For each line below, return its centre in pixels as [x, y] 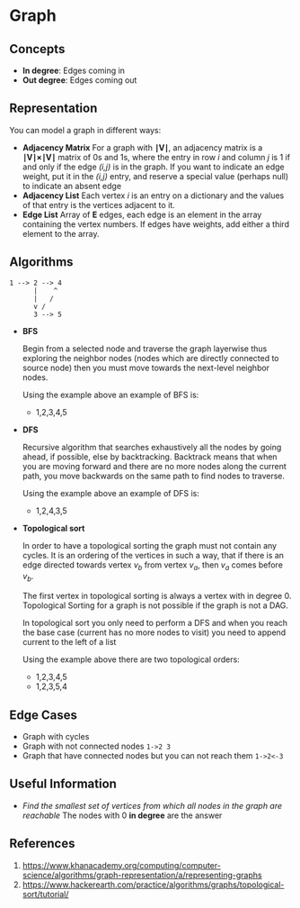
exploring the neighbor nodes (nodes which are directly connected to [151, 358]
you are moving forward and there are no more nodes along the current [154, 466]
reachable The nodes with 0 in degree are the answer [122, 815]
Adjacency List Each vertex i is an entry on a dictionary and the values [153, 195]
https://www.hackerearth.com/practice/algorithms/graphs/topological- [153, 885]
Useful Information [63, 784]
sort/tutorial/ [45, 894]
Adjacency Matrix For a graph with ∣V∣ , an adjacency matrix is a [142, 147]
